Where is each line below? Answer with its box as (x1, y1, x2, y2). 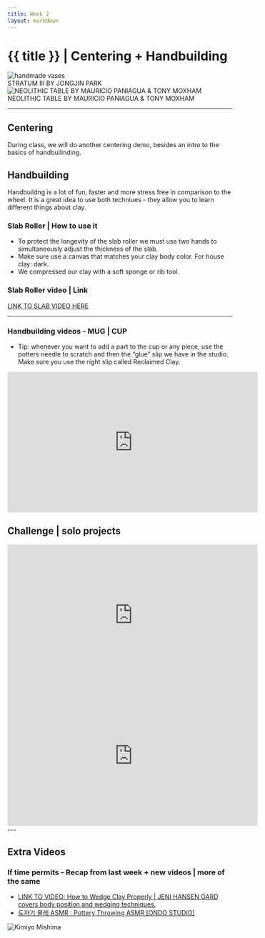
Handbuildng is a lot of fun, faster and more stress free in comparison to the (7, 188, 231, 196)
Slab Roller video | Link (7, 285, 89, 295)
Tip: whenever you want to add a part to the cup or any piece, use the (17, 342, 224, 351)
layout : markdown (7, 17, 59, 24)
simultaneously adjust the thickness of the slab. (17, 244, 159, 254)
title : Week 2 (7, 10, 50, 18)
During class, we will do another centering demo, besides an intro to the (7, 141, 219, 149)
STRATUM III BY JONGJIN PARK (7, 79, 102, 88)
